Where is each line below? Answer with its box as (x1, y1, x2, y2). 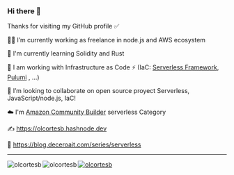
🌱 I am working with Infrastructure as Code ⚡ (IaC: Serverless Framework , (7, 63, 219, 72)
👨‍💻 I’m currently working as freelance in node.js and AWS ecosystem (7, 36, 206, 44)
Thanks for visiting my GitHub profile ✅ (7, 22, 120, 31)
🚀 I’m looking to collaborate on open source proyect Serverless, (7, 87, 190, 95)
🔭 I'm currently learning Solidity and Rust (7, 49, 125, 58)
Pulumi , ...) (7, 73, 40, 82)
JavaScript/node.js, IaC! (7, 94, 77, 103)
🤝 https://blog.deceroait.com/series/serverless (7, 140, 141, 149)
